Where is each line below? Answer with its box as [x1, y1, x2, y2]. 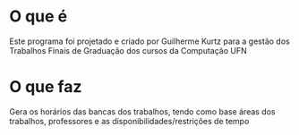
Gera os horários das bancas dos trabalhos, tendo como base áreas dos [9, 105, 276, 117]
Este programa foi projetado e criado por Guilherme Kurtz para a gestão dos [9, 36, 290, 46]
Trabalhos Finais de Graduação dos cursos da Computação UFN [9, 45, 248, 55]
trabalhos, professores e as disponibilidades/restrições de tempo [9, 115, 250, 126]
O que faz [9, 77, 82, 97]
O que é [9, 6, 68, 27]
